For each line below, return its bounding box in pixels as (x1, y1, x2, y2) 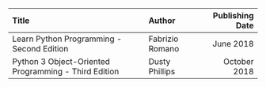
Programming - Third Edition (12, 66, 120, 77)
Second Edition (12, 43, 69, 54)
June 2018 (212, 39, 254, 49)
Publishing (212, 10, 254, 21)
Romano (148, 43, 180, 54)
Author (148, 15, 176, 26)
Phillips (148, 66, 176, 77)
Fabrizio (148, 33, 179, 44)
